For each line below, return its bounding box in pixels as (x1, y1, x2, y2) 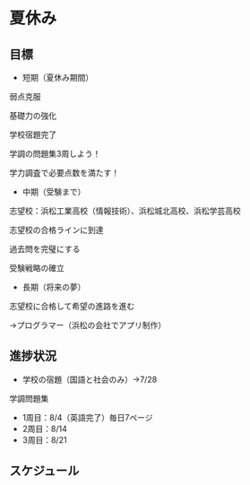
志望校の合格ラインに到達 (9, 225, 104, 235)
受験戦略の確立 (9, 263, 65, 273)
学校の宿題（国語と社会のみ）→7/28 (22, 374, 158, 385)
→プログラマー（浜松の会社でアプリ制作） (9, 320, 167, 330)
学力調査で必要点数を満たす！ (9, 168, 119, 178)
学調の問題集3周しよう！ (9, 149, 101, 159)
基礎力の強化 (9, 110, 56, 121)
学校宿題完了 (9, 129, 56, 140)
